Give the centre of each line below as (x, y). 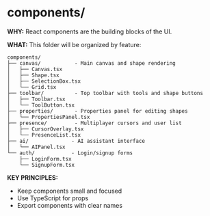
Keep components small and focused (69, 191)
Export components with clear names (70, 205)
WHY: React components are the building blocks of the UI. (90, 31)
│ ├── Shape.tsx (33, 75)
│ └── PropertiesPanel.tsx (49, 117)
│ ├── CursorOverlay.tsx (45, 129)
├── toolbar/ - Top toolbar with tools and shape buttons (105, 93)
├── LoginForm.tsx (45, 159)
